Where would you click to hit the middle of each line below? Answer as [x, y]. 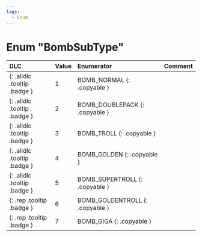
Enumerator [95, 66]
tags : [13, 12]
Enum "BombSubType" [65, 47]
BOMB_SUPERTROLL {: [110, 179]
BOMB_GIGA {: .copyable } [114, 221]
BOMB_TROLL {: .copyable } [117, 134]
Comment [178, 66]
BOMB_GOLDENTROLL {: [113, 200]
